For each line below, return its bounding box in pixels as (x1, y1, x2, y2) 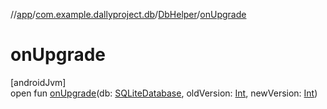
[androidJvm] (10, 76, 67, 88)
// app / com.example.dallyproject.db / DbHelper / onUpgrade (10, 9, 247, 20)
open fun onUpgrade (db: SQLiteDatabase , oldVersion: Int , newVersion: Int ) (10, 87, 318, 99)
